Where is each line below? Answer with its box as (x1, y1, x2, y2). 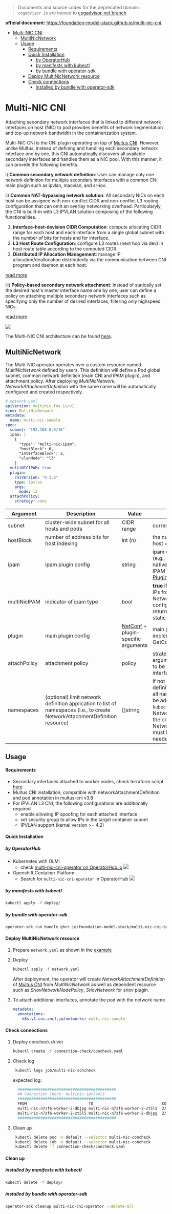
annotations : (17, 1011, 46, 1016)
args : (14, 484, 27, 490)
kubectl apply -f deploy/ (5, 901, 60, 906)
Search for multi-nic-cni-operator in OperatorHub (20, 876, 128, 882)
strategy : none (14, 499, 47, 504)
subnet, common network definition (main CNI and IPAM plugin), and (5, 372, 150, 379)
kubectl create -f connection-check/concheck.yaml (12, 1049, 123, 1054)
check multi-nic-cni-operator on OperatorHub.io (20, 864, 123, 870)
